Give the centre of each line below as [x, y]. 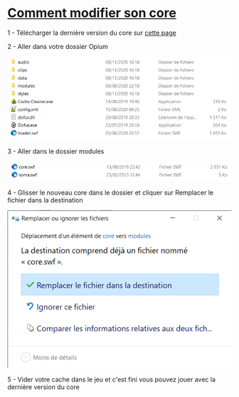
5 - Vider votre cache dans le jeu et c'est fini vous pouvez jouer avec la [111, 379]
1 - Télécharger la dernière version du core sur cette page [92, 33]
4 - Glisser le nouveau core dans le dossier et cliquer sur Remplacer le [111, 192]
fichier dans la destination [45, 200]
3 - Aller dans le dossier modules [56, 151]
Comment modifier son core [92, 13]
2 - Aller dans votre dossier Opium [58, 46]
